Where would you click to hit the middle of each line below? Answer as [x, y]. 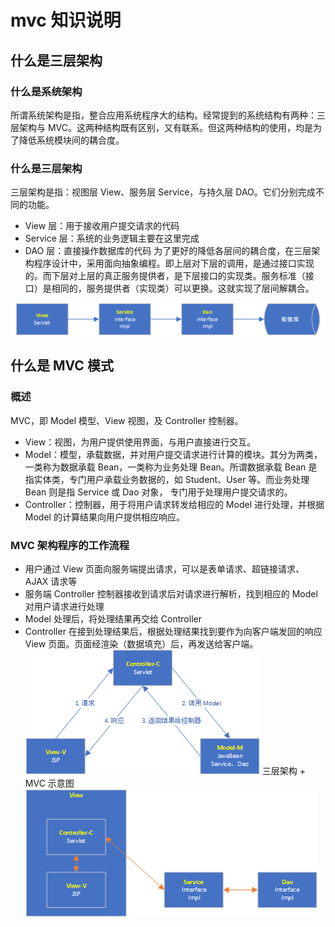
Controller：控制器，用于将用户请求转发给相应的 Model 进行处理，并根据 [174, 504]
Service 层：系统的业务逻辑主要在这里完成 [112, 238]
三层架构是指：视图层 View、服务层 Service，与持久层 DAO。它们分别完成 [163, 192]
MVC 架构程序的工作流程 [70, 545]
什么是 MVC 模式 [62, 366]
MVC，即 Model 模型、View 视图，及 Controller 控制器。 [127, 420]
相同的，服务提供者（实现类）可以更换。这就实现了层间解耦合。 [183, 288]
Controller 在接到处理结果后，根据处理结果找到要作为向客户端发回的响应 [173, 631]
